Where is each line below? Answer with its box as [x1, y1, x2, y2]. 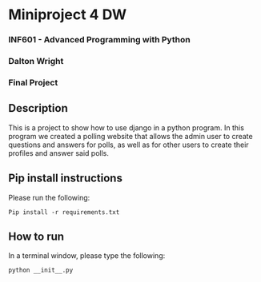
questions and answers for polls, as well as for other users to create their [8, 140, 250, 149]
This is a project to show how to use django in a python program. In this [8, 122, 244, 133]
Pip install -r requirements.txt [8, 208, 120, 216]
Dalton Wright [8, 56, 64, 67]
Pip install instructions [8, 172, 122, 185]
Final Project [8, 77, 58, 88]
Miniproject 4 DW [8, 6, 127, 24]
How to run [8, 229, 65, 243]
